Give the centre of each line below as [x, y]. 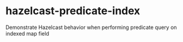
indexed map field [28, 33]
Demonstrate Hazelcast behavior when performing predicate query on [91, 27]
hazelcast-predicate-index [73, 11]
